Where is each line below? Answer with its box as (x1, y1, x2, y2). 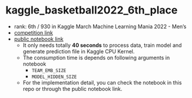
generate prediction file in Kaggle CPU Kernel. (22, 48, 135, 55)
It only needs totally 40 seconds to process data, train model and (22, 42, 182, 49)
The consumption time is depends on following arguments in (22, 54, 170, 61)
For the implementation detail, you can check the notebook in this (22, 79, 182, 86)
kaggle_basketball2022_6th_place (5, 4, 178, 17)
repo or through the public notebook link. (22, 85, 123, 92)
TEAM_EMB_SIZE (31, 67, 67, 73)
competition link (14, 29, 54, 36)
